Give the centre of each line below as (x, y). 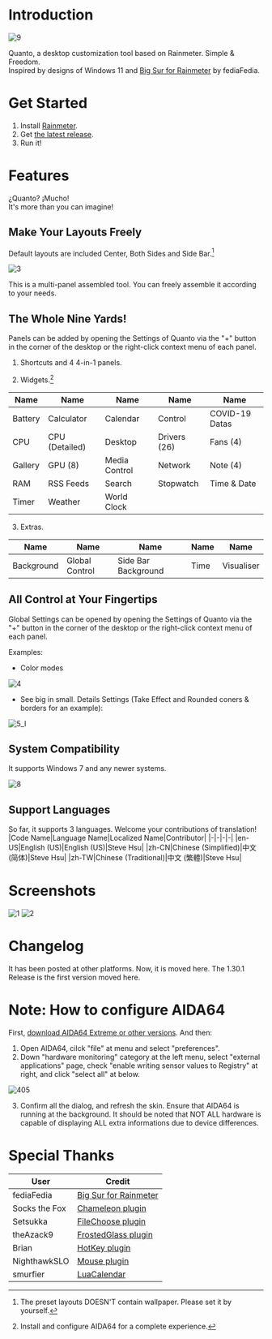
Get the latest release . (57, 134)
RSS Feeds (69, 483)
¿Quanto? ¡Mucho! (39, 198)
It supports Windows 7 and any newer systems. (87, 769)
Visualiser (241, 566)
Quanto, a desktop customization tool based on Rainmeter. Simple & (121, 53)
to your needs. (32, 293)
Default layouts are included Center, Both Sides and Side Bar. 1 (111, 252)
